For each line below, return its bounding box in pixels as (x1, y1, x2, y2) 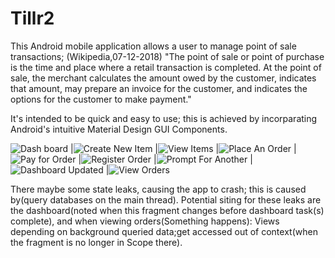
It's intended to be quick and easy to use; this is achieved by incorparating (10, 112, 318, 124)
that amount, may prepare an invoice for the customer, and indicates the (10, 82, 308, 94)
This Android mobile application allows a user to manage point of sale (10, 40, 297, 52)
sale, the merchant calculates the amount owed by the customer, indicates (10, 72, 317, 84)
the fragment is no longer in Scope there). (10, 236, 183, 248)
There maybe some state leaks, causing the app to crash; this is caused (10, 183, 307, 195)
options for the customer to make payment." (10, 93, 192, 105)
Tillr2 (10, 7, 55, 30)
